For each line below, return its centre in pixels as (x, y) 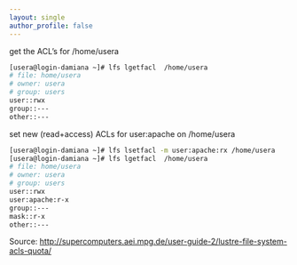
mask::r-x (27, 216)
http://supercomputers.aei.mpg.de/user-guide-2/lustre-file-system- (164, 242)
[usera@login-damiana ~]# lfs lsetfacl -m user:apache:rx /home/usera (142, 150)
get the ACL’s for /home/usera (64, 51)
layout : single (37, 17)
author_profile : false (51, 26)
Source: (23, 242)
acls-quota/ (30, 251)
